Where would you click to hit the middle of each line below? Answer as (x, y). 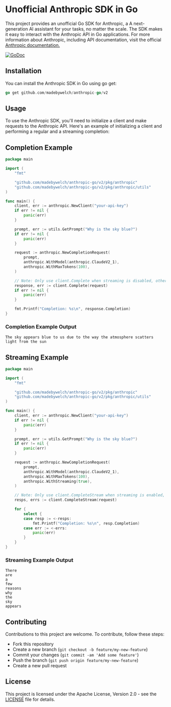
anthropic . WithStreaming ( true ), (58, 481)
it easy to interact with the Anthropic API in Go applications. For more (78, 34)
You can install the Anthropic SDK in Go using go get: (61, 83)
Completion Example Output (41, 327)
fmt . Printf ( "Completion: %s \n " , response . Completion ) (73, 309)
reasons (13, 589)
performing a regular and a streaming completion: (58, 131)
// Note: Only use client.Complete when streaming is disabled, (84, 281)
